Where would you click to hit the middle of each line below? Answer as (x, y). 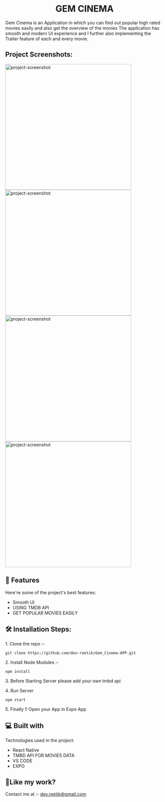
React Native (26, 750)
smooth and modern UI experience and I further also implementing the (78, 33)
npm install (18, 672)
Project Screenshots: (39, 55)
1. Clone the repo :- (25, 644)
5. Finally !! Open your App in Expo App (46, 709)
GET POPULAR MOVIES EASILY (45, 613)
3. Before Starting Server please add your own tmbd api (63, 681)
